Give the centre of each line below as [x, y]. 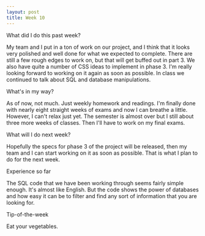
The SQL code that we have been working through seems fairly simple [95, 183]
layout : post [23, 12]
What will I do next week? [39, 135]
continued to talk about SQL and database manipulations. [79, 79]
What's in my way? [30, 91]
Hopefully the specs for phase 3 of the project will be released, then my [97, 146]
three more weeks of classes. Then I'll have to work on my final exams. [96, 122]
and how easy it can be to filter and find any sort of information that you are [102, 196]
